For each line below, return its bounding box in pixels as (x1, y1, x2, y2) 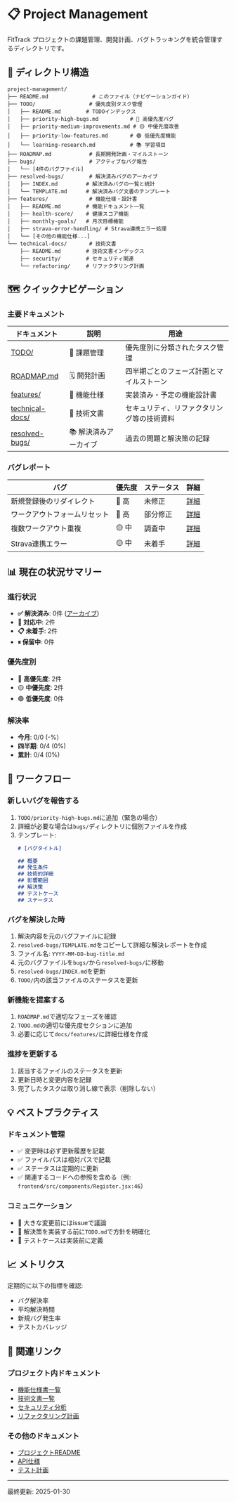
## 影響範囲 (17, 877, 48, 884)
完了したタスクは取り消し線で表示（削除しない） (17, 1084, 159, 1092)
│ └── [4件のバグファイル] (7, 165, 84, 173)
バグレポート (7, 462, 51, 472)
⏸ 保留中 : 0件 (17, 638, 55, 646)
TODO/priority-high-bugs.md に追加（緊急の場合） (17, 813, 162, 821)
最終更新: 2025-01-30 (7, 1487, 70, 1496)
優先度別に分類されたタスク (125, 343, 217, 353)
